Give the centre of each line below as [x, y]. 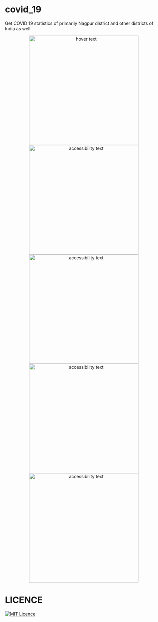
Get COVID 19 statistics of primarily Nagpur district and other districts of [79, 23]
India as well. [19, 28]
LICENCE [24, 600]
